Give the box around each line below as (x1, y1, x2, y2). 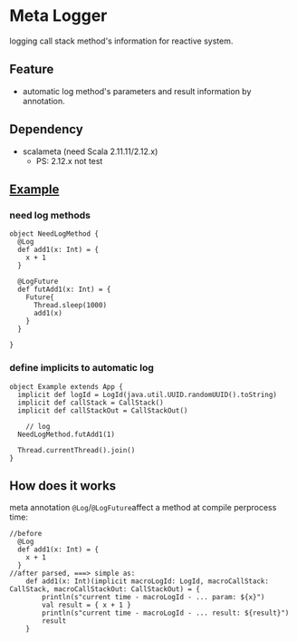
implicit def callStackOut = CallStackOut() (17, 405, 188, 415)
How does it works (9, 478, 117, 493)
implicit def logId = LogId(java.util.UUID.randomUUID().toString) (17, 390, 278, 399)
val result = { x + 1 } (42, 600, 131, 610)
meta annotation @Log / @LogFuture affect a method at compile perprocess (9, 502, 277, 513)
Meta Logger (9, 5, 108, 26)
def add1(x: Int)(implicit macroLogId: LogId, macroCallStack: (25, 577, 270, 586)
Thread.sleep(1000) (33, 301, 107, 310)
